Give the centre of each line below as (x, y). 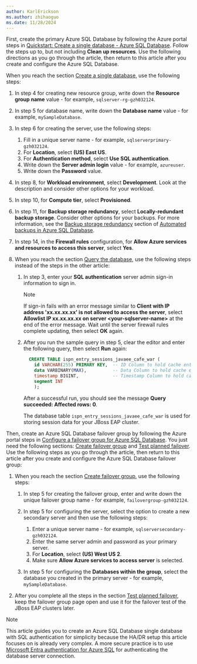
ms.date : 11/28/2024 (31, 22)
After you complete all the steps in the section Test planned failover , (96, 595)
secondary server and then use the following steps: (85, 518)
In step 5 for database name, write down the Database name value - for (101, 111)
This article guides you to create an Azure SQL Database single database (94, 630)
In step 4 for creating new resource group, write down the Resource (97, 93)
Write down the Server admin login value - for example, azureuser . (104, 165)
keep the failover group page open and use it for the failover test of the (100, 602)
